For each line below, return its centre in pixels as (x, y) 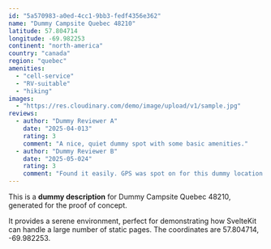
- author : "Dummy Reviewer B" (67, 151)
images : (22, 99)
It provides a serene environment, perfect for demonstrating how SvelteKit (133, 221)
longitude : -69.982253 (47, 38)
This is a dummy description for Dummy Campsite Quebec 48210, (120, 196)
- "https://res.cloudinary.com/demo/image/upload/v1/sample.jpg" (129, 106)
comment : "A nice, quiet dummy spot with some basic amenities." (136, 143)
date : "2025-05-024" (58, 158)
